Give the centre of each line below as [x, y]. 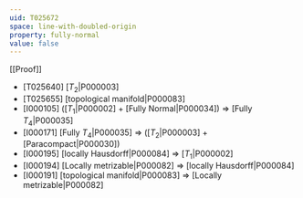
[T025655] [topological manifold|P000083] [104, 99]
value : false [34, 43]
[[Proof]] [26, 69]
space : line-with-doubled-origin [73, 26]
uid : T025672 [34, 18]
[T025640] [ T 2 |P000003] [71, 88]
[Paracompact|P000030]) [71, 144]
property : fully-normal [55, 35]
